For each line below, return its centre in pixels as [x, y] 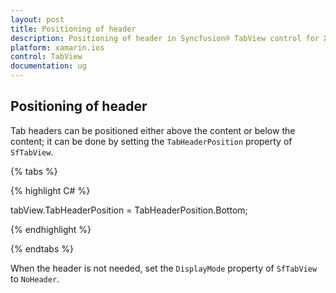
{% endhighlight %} [51, 229]
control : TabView [46, 57]
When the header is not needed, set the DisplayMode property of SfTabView [164, 268]
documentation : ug [48, 66]
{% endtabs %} [42, 248]
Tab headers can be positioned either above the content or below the [153, 130]
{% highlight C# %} [50, 190]
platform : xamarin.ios [57, 47]
